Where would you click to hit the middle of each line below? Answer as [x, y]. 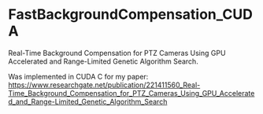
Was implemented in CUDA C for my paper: [78, 76]
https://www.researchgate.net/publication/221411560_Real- [104, 85]
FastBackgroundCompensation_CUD [131, 15]
